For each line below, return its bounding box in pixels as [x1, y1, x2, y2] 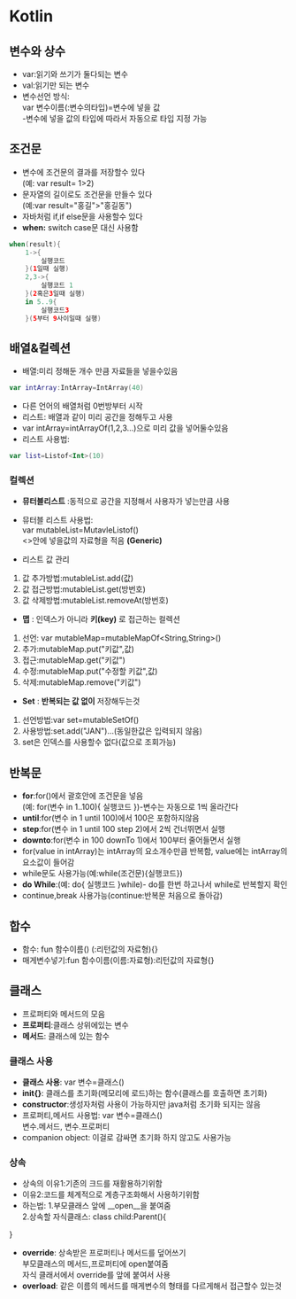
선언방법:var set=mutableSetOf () [21, 715, 140, 726]
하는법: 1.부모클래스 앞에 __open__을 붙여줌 [21, 1201, 171, 1211]
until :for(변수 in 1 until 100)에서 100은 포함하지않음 [21, 813, 200, 823]
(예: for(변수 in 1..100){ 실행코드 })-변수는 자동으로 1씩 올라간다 [21, 802, 239, 813]
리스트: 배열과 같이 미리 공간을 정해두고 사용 [21, 412, 174, 423]
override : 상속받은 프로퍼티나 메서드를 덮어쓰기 [21, 1248, 186, 1258]
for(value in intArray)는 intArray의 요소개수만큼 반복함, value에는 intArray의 [21, 846, 288, 857]
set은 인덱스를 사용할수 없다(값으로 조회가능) [21, 737, 177, 748]
